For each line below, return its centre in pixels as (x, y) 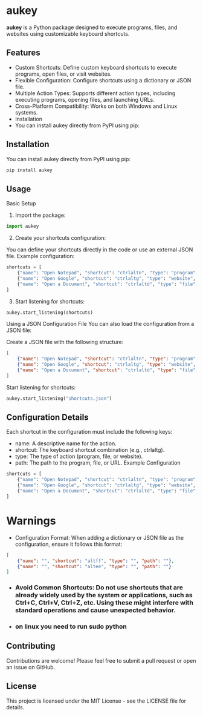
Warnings (31, 521)
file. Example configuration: (40, 256)
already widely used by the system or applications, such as (104, 595)
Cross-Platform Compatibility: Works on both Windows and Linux (96, 106)
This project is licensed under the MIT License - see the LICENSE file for (96, 701)
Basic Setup (21, 204)
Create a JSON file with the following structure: (65, 342)
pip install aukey (29, 170)
